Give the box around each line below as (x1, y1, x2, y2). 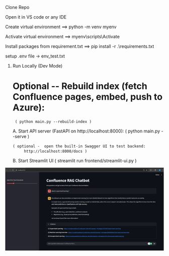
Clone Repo (5, 5, 30, 10)
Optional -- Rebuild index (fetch (12, 81, 147, 92)
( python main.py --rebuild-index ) (15, 119, 92, 124)
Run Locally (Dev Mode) (12, 63, 63, 69)
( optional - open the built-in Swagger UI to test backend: (12, 144, 146, 149)
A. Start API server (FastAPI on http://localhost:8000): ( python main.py (12, 128, 160, 134)
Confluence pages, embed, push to (12, 91, 162, 103)
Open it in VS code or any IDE (5, 14, 67, 20)
